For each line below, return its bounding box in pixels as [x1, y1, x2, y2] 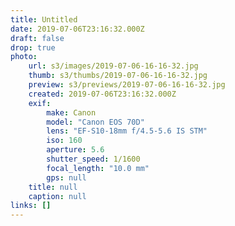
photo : [10, 52, 38, 62]
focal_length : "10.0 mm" [46, 163, 150, 173]
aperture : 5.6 [46, 145, 105, 155]
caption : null [28, 191, 87, 201]
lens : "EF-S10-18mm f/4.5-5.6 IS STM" [46, 126, 208, 136]
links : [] [10, 201, 52, 211]
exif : [28, 98, 52, 108]
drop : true [10, 42, 56, 53]
